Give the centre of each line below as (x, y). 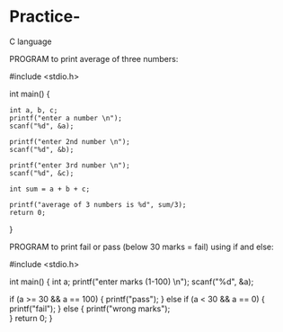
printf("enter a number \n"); (66, 118)
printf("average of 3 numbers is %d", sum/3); (98, 204)
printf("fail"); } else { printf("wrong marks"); (90, 309)
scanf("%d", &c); (42, 173)
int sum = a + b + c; (50, 189)
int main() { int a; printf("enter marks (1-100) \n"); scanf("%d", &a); (132, 282)
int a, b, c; (34, 110)
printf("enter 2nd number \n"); (70, 141)
